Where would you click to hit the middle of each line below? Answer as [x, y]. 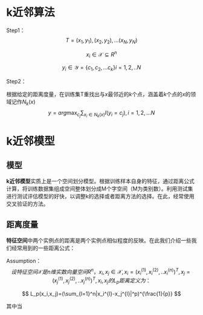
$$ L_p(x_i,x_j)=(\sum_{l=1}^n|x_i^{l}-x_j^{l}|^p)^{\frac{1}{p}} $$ [101, 293]
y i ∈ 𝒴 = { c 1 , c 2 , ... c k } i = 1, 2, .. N [101, 68]
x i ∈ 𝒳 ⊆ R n [101, 54]
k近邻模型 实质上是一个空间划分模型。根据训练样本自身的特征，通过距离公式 [101, 181]
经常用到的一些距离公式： [43, 248]
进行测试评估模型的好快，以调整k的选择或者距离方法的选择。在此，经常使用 [100, 196]
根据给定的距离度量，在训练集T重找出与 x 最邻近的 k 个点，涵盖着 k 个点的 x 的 [98, 94]
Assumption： [24, 261]
